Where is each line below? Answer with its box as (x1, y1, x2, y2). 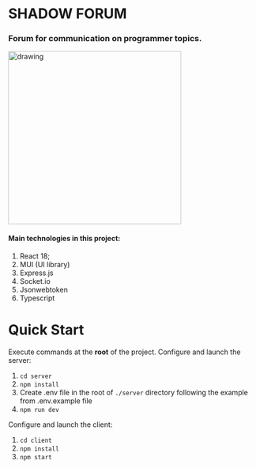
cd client (19, 436, 53, 444)
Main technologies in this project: (8, 234, 121, 243)
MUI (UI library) (19, 259, 70, 269)
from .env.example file (19, 396, 92, 406)
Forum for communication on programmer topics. (8, 33, 202, 44)
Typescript (19, 293, 55, 303)
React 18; (19, 251, 50, 261)
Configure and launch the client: (8, 420, 113, 429)
